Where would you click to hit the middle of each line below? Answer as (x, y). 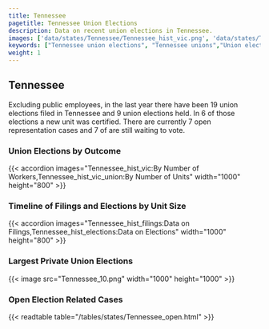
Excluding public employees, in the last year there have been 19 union (123, 104)
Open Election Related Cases (66, 299)
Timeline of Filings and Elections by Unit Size (97, 207)
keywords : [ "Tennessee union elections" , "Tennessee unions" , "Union (125, 46)
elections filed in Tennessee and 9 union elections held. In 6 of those (122, 113)
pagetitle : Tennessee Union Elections (73, 23)
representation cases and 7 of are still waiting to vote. (97, 130)
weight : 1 (25, 53)
